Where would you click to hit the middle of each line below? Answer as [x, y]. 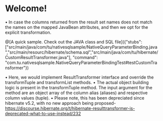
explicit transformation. [28, 32]
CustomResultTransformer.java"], [38, 57]
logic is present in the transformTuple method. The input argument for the [79, 87]
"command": [85, 57]
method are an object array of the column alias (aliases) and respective [76, 93]
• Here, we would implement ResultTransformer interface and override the [80, 77]
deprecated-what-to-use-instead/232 [43, 113]
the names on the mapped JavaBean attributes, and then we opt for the [77, 27]
